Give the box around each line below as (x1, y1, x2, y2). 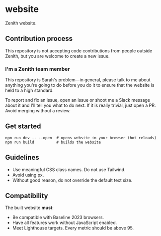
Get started (5, 122, 41, 131)
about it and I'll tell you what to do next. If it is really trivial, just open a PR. (5, 102, 156, 108)
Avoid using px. (12, 172, 44, 178)
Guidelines (5, 153, 39, 162)
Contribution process (5, 34, 73, 43)
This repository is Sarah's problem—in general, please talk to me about (5, 77, 151, 83)
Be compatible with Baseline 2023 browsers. (12, 215, 104, 221)
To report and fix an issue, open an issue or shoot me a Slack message (5, 97, 151, 103)
